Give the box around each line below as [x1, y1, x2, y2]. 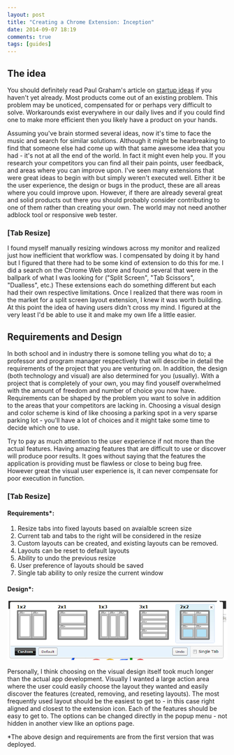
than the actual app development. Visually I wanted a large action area [7, 675, 210, 683]
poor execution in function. [7, 474, 85, 483]
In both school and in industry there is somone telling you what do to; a [7, 350, 212, 358]
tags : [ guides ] [7, 40, 52, 48]
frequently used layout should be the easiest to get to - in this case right [7, 697, 215, 705]
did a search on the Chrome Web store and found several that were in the [7, 266, 219, 275]
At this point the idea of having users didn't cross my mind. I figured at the [7, 304, 221, 312]
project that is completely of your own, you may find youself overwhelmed [7, 379, 221, 387]
